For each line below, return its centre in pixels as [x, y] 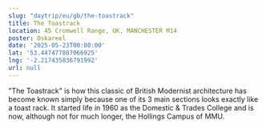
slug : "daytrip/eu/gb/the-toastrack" [71, 16]
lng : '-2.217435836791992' [53, 61]
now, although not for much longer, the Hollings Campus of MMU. [117, 116]
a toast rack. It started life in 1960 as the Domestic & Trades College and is [131, 107]
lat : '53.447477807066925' [53, 53]
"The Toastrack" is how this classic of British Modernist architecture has [127, 91]
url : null [25, 68]
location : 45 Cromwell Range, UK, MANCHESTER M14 [93, 30]
